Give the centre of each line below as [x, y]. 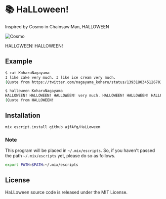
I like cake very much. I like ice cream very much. [61, 77]
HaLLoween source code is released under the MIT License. [66, 192]
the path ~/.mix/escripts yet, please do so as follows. [60, 155]
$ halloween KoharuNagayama [34, 91]
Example [19, 62]
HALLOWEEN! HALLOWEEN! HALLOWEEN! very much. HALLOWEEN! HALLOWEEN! [77, 96]
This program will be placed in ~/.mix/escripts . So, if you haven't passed [80, 150]
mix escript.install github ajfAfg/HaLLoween [53, 127]
